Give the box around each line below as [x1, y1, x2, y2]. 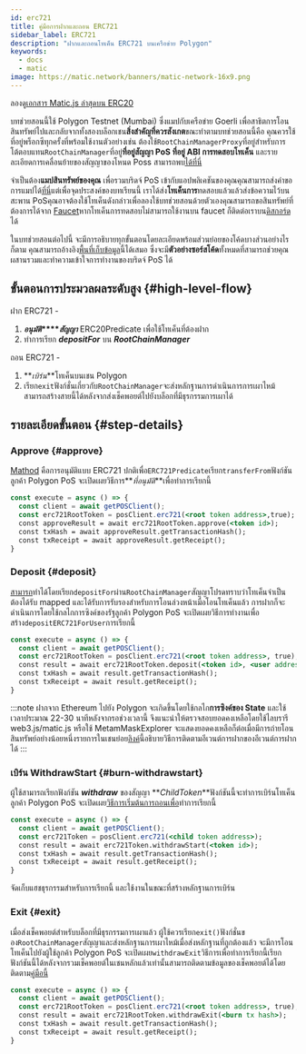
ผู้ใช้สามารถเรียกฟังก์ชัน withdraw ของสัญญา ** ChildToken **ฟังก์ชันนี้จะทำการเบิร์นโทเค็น [10, 787, 296, 798]
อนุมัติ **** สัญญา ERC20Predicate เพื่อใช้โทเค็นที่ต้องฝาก [23, 323, 210, 334]
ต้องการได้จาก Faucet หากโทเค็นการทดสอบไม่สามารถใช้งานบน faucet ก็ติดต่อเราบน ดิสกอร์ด [10, 205, 291, 216]
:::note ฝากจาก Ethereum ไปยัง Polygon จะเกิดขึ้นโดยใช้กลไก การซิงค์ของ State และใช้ [10, 701, 287, 713]
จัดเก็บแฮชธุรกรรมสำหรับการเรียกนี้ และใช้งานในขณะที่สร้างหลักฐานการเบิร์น [10, 882, 235, 893]
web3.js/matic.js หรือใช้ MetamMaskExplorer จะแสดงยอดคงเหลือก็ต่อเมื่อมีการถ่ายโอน [10, 722, 294, 733]
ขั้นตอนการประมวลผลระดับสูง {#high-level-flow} [10, 281, 252, 296]
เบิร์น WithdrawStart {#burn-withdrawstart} [10, 766, 203, 779]
